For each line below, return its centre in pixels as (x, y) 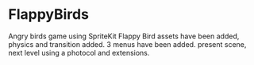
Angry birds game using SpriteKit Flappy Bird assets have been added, (124, 36)
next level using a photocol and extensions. (79, 52)
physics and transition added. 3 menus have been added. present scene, (127, 44)
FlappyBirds (49, 14)
